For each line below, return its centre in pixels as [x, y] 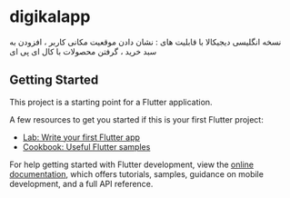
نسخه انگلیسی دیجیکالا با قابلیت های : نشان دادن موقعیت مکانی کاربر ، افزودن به [145, 42]
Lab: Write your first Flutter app [81, 137]
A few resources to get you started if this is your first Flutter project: [136, 119]
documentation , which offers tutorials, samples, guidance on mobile [136, 173]
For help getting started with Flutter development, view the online [132, 164]
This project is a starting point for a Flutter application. [111, 102]
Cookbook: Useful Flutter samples [86, 146]
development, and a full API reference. [81, 183]
